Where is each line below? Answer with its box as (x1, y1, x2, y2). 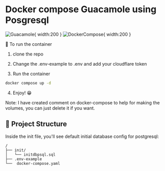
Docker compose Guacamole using (5, 4, 157, 15)
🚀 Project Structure (5, 120, 67, 128)
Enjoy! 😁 (12, 90, 32, 96)
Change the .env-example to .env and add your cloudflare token (12, 61, 147, 67)
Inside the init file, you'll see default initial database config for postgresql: (5, 133, 159, 139)
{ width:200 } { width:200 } (34, 31, 131, 37)
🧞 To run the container (5, 41, 52, 47)
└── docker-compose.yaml (5, 161, 60, 166)
